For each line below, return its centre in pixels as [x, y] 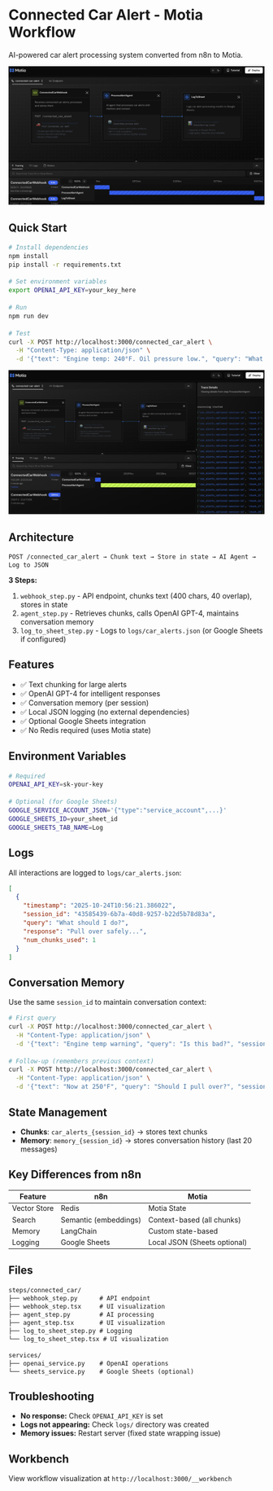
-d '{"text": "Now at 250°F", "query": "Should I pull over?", [125, 1087]
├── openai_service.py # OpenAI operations [89, 1363]
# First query [32, 1018]
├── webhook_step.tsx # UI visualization [87, 1306]
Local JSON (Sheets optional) [198, 1243]
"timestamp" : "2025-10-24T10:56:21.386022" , [100, 906]
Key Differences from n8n [75, 1175]
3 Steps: [23, 580]
